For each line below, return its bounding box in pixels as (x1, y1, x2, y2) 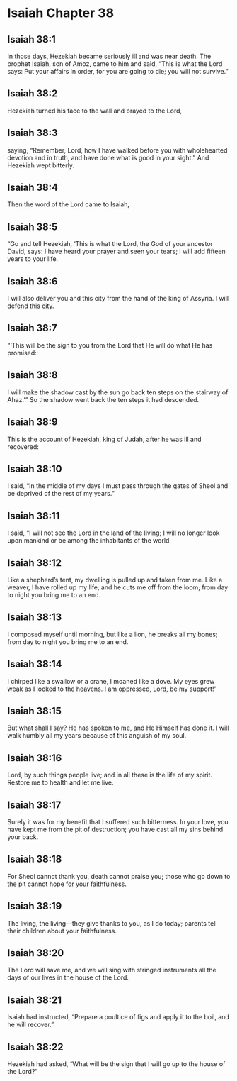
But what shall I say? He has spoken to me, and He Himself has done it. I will (7, 724, 229, 732)
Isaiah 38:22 (7, 1041, 64, 1053)
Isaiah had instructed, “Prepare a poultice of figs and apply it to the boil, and (7, 1013, 230, 1021)
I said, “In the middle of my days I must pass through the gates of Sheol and (7, 482, 229, 490)
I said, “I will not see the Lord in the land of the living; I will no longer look (7, 528, 220, 537)
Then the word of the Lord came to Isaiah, (7, 200, 129, 209)
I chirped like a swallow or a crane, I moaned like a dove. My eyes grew (7, 677, 215, 685)
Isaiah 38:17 (7, 799, 62, 811)
